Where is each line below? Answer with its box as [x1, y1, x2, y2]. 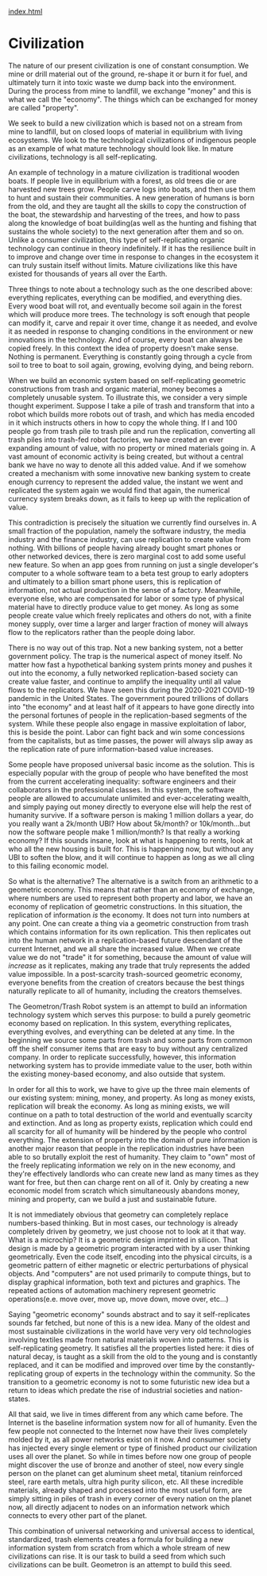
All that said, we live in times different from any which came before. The [8, 1409, 244, 1419]
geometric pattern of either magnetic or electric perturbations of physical [8, 1260, 249, 1270]
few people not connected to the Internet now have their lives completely [8, 1426, 248, 1435]
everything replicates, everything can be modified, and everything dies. [8, 292, 242, 302]
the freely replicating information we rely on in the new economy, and [8, 1160, 236, 1170]
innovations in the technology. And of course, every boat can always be [8, 335, 243, 344]
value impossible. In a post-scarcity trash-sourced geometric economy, [8, 969, 242, 978]
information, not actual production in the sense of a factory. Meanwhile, [8, 585, 242, 594]
